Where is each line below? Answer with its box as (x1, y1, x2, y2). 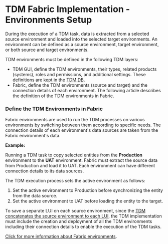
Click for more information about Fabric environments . (5, 233, 117, 239)
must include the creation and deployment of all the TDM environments (5, 218, 152, 224)
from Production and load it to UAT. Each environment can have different (5, 163, 155, 169)
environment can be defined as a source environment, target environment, (5, 41, 159, 47)
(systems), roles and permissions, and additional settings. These (12, 71, 146, 77)
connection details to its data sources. (5, 168, 84, 174)
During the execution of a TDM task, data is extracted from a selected (5, 31, 149, 37)
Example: (5, 142, 26, 148)
